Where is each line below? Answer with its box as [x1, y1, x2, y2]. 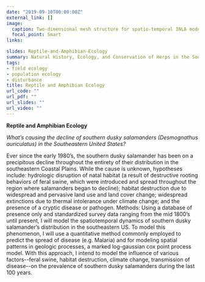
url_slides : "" [6, 99, 45, 106]
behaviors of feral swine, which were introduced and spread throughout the [6, 178, 196, 185]
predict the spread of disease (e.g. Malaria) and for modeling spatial [6, 236, 178, 244]
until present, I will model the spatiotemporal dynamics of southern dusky [6, 217, 191, 224]
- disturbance [6, 77, 43, 83]
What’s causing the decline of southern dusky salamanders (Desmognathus [6, 134, 198, 141]
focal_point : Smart [12, 32, 62, 38]
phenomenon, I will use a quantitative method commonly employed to [6, 230, 181, 237]
